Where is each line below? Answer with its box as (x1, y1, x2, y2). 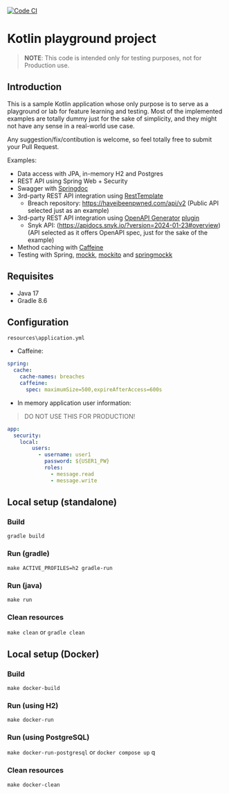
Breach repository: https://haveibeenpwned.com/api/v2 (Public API (27, 198, 219, 207)
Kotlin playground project (7, 31, 157, 46)
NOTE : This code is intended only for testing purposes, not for (24, 53, 202, 62)
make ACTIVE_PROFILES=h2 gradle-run (7, 564, 113, 571)
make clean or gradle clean (7, 628, 85, 637)
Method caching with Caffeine (17, 243, 104, 251)
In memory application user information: (17, 399, 131, 407)
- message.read (51, 470, 95, 478)
